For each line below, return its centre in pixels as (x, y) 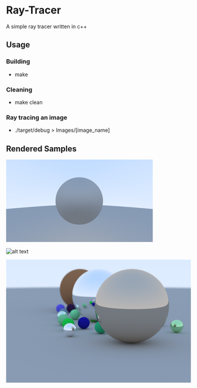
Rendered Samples (41, 149)
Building (18, 62)
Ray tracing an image (37, 117)
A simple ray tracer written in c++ (47, 26)
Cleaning (19, 90)
